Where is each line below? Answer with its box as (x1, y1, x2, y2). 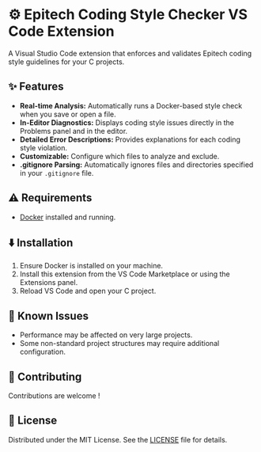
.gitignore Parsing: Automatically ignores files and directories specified (19, 160, 254, 169)
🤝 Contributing (8, 370, 82, 383)
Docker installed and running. (19, 212, 116, 222)
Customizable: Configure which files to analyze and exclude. (19, 151, 220, 161)
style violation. (19, 142, 68, 152)
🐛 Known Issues (8, 309, 89, 322)
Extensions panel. (19, 278, 78, 287)
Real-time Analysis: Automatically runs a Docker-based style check (19, 101, 243, 110)
